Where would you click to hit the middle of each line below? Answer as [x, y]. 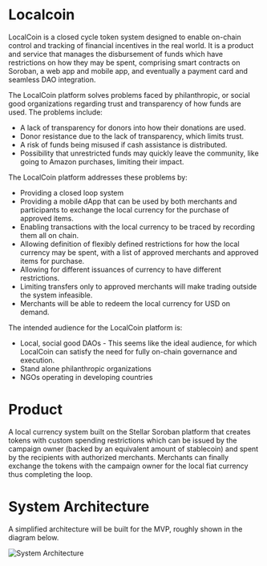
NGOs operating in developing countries [87, 377]
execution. [37, 360]
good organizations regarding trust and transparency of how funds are [125, 103]
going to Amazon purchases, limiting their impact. [102, 161]
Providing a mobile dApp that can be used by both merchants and [128, 201]
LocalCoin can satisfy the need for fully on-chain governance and [129, 351]
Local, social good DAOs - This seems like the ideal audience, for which [138, 343]
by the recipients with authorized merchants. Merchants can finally [119, 457]
